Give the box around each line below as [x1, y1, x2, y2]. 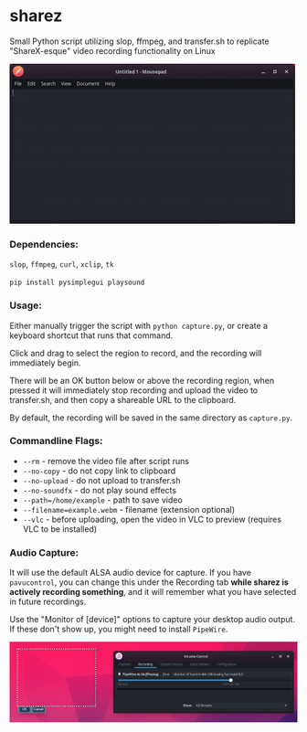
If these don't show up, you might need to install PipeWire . [9, 623, 228, 635]
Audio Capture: [9, 546, 79, 558]
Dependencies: [9, 238, 79, 250]
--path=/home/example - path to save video [22, 494, 183, 505]
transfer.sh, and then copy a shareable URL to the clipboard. [9, 394, 237, 405]
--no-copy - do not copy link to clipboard [22, 465, 176, 476]
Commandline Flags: [9, 435, 103, 448]
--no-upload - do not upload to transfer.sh [22, 474, 181, 485]
